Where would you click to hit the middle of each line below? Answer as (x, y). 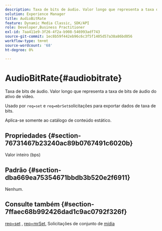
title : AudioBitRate (26, 18)
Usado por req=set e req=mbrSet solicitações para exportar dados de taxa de (81, 106)
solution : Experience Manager (35, 14)
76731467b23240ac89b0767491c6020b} (69, 143)
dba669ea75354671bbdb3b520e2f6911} (68, 178)
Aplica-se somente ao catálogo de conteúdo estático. (58, 120)
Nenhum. (14, 189)
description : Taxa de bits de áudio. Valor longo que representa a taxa (80, 9)
